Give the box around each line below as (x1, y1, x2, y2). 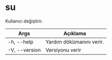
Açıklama (63, 29, 86, 36)
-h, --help (7, 38, 33, 45)
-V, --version (7, 46, 41, 53)
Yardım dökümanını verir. (45, 38, 104, 45)
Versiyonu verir (45, 46, 81, 53)
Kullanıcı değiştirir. (5, 18, 43, 24)
